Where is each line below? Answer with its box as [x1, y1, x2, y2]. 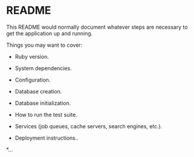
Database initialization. [14, 99, 71, 107]
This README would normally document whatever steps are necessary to [6, 23, 188, 31]
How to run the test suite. [14, 111, 78, 118]
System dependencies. [14, 64, 72, 72]
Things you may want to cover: [6, 41, 83, 49]
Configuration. [14, 76, 51, 83]
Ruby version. [14, 53, 49, 60]
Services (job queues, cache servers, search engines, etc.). [14, 122, 163, 129]
